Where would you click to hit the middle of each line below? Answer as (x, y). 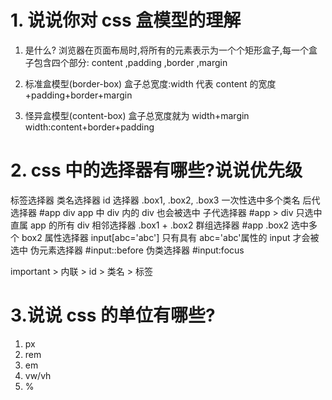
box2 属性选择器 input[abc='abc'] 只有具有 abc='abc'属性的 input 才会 (166, 237)
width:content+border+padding (89, 127)
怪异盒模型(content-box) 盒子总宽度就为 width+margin (137, 115)
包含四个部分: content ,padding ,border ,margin (130, 62)
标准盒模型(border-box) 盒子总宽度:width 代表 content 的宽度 (150, 83)
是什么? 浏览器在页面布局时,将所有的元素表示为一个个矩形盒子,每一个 (166, 50)
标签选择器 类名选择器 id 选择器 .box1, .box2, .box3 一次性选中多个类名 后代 (165, 200)
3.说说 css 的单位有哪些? (113, 315)
